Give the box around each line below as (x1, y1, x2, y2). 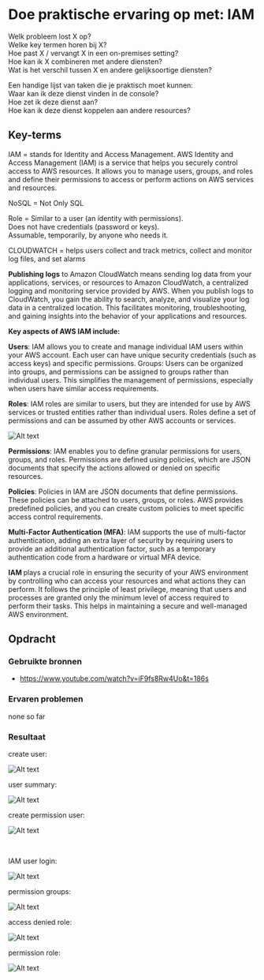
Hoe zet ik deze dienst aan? (8, 97, 99, 107)
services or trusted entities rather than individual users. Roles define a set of (8, 407, 256, 417)
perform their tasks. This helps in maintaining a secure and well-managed (8, 601, 247, 611)
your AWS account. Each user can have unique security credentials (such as (8, 350, 256, 360)
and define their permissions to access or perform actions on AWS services (8, 174, 255, 184)
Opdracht (8, 633, 57, 646)
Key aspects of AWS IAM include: (8, 326, 121, 336)
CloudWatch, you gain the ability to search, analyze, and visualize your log (8, 294, 250, 304)
